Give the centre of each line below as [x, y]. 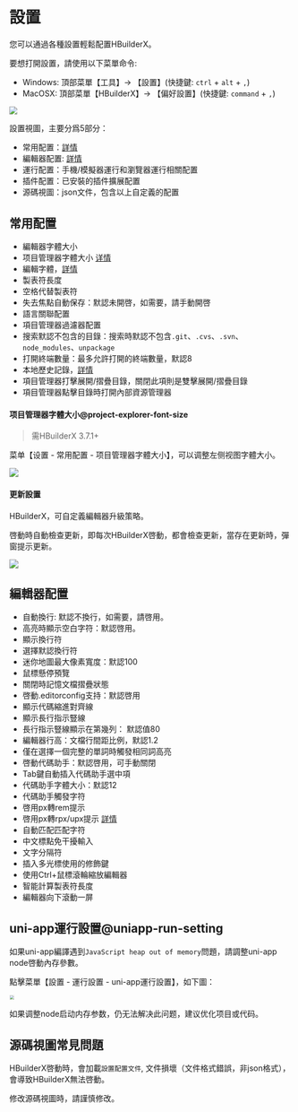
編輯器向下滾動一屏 [58, 898]
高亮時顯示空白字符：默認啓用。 [81, 629]
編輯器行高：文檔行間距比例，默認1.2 [90, 741]
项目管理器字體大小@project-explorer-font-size [99, 414]
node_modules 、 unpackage [68, 347]
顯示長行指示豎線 [54, 718]
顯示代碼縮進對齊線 [58, 707]
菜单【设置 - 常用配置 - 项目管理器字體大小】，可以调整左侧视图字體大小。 [145, 455]
